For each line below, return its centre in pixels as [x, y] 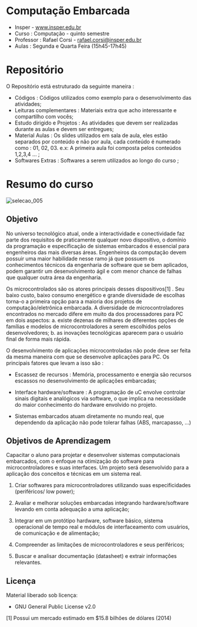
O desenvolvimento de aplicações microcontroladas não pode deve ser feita [98, 350]
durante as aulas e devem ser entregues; [64, 129]
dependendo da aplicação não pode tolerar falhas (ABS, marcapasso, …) [103, 422]
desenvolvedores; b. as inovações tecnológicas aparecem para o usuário [95, 332]
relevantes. [28, 563]
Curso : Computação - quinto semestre [62, 33]
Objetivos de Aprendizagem [59, 441]
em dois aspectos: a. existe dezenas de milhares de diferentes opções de [95, 320]
